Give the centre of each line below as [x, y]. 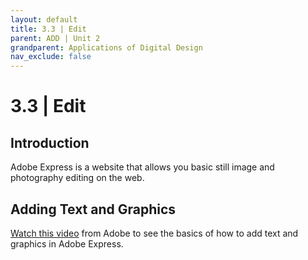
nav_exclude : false [51, 57]
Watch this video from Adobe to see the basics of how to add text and [154, 233]
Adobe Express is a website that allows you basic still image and [142, 167]
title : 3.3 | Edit [48, 29]
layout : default [44, 19]
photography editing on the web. [77, 178]
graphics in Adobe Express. [67, 243]
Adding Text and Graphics [93, 209]
